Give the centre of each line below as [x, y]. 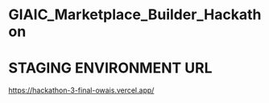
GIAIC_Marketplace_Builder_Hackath [135, 15]
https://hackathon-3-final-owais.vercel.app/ [81, 90]
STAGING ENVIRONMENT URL [110, 68]
